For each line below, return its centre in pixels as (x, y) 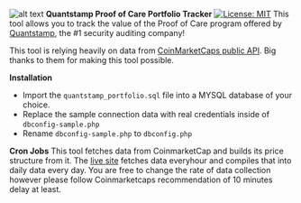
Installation (31, 78)
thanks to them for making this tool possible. (91, 60)
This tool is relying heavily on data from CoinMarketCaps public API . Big (143, 51)
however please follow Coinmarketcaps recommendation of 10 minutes (141, 180)
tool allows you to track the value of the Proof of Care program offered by (146, 23)
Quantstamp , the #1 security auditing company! (97, 33)
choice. (36, 105)
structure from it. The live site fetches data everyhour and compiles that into (150, 161)
